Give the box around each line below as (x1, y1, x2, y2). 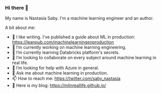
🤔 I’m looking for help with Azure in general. (12, 65, 99, 71)
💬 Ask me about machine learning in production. (12, 70, 108, 76)
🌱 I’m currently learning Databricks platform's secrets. (12, 49, 120, 55)
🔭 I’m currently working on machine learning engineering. (12, 45, 127, 50)
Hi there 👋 (5, 4, 29, 11)
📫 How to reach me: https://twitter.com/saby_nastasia (12, 76, 121, 81)
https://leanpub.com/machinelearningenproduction (12, 39, 115, 45)
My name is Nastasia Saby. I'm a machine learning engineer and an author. (5, 15, 154, 21)
